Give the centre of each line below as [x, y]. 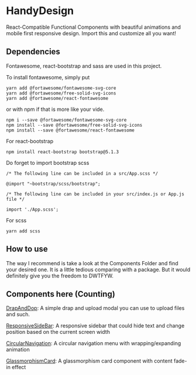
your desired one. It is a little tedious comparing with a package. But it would [98, 269]
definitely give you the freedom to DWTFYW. [60, 276]
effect [19, 367]
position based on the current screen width [58, 332]
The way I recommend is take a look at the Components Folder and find [92, 263]
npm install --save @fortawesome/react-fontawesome [70, 130]
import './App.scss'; [32, 210]
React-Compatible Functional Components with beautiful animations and [94, 27]
